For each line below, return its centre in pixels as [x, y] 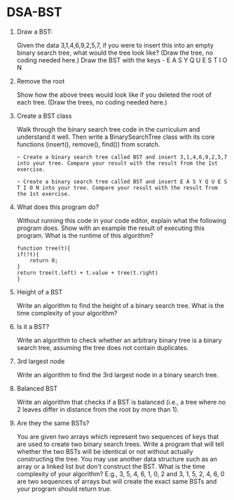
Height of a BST [40, 292]
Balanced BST [37, 388]
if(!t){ [28, 254]
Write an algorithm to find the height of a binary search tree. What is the [121, 305]
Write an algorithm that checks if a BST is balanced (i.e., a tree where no [121, 402]
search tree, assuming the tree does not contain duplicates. [103, 347]
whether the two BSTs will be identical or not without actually [105, 451]
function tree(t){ [43, 248]
